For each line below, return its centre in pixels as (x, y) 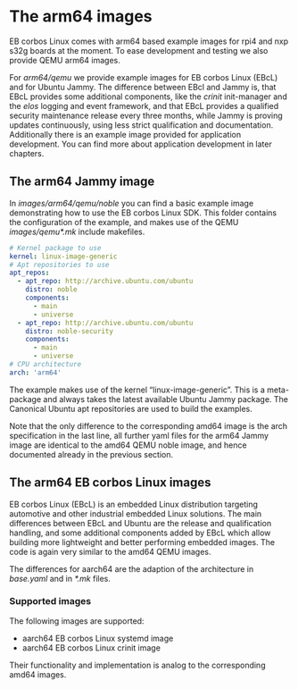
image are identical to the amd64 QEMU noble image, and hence (128, 445)
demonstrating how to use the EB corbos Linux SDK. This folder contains (143, 213)
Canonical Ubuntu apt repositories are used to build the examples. (131, 408)
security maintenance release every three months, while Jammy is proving (146, 115)
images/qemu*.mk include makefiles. (77, 231)
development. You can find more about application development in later (141, 144)
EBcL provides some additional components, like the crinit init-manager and (148, 97)
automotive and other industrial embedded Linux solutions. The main (136, 513)
